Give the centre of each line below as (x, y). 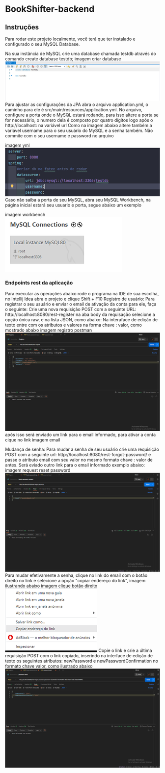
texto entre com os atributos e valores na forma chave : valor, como (74, 325)
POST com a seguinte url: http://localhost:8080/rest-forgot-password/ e (78, 454)
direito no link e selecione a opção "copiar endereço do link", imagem (75, 581)
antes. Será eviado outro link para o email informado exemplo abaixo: (75, 465)
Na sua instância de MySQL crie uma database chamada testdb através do (81, 53)
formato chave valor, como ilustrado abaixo (49, 666)
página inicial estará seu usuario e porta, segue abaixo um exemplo (73, 205)
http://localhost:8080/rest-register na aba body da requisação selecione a (80, 314)
